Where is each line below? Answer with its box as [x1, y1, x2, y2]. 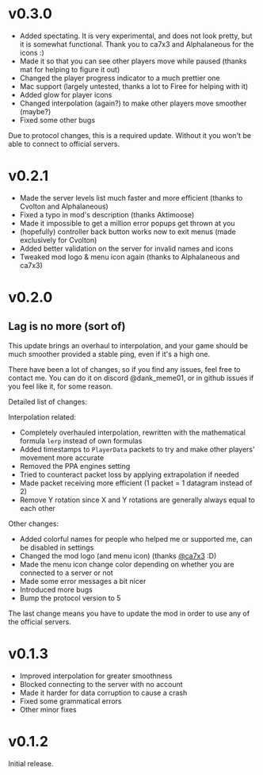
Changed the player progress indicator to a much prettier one [19, 73, 220, 82]
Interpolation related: [8, 412, 77, 421]
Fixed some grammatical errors [19, 696, 122, 706]
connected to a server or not [19, 568, 113, 577]
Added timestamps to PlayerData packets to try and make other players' [19, 444, 255, 454]
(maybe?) [19, 106, 51, 116]
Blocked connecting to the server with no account [19, 679, 184, 689]
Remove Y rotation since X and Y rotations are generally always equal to [19, 495, 255, 505]
